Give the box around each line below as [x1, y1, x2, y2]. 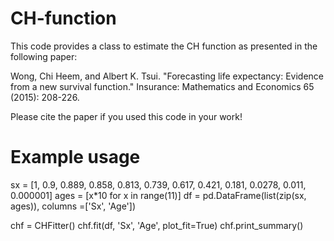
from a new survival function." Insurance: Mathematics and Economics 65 [10, 80, 315, 92]
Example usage [10, 146, 141, 169]
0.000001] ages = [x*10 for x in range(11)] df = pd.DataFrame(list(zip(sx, [10, 189, 307, 201]
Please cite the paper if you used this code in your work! [10, 110, 243, 122]
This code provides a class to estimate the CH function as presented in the [10, 40, 318, 52]
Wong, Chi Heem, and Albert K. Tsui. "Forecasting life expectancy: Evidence [10, 70, 324, 82]
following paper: [10, 50, 78, 62]
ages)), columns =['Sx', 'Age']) [10, 200, 137, 212]
